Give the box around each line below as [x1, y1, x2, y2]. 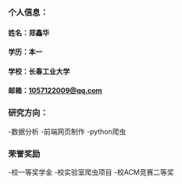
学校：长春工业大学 [8, 67, 70, 76]
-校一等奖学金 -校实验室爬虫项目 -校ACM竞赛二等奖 [8, 167, 174, 177]
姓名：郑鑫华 [8, 27, 49, 37]
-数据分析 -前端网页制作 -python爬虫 [8, 127, 127, 136]
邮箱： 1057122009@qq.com [8, 86, 103, 96]
